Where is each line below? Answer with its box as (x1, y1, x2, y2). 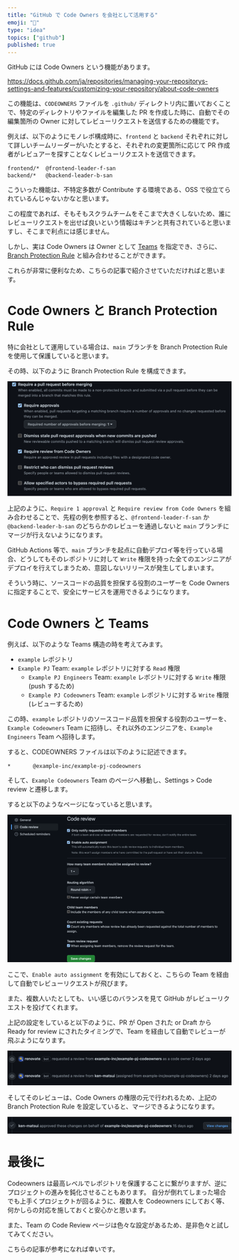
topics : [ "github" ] (7, 34, 65, 41)
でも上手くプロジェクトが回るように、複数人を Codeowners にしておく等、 (7, 1197, 229, 1205)
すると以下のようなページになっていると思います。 (7, 800, 156, 808)
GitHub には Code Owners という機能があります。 (7, 63, 154, 71)
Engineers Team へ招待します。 (7, 732, 100, 741)
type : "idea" (7, 26, 46, 33)
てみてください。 (7, 1230, 58, 1239)
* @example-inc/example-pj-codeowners (7, 763, 142, 770)
